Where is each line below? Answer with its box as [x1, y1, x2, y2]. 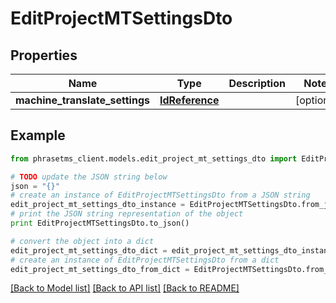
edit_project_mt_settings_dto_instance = [10, 200, 186, 210]
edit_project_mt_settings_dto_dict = [10, 245, 168, 256]
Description [228, 77, 286, 90]
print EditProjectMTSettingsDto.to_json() [10, 218, 190, 229]
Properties [10, 47, 78, 64]
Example [10, 127, 66, 144]
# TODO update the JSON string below [10, 172, 168, 182]
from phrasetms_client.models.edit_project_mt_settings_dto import [10, 153, 298, 164]
